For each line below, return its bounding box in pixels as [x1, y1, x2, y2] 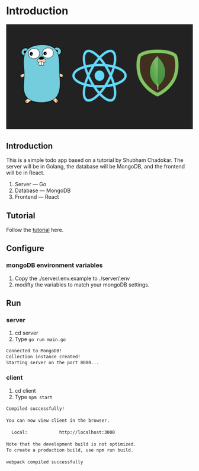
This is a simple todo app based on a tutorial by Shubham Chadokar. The [6, 157, 184, 164]
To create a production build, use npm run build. [6, 447, 134, 453]
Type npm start [14, 393, 53, 400]
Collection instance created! [6, 354, 81, 360]
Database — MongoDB [14, 187, 71, 194]
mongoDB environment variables [6, 261, 103, 269]
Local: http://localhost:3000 [11, 429, 115, 435]
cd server [14, 329, 38, 336]
